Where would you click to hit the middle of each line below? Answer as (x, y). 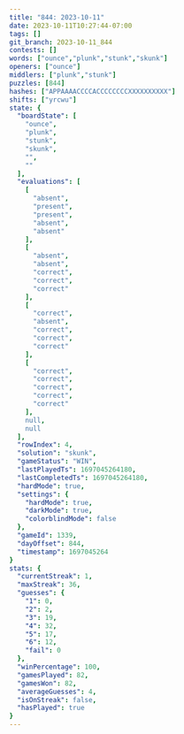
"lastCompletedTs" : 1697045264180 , (83, 478)
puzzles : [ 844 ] (37, 83)
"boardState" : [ (47, 116)
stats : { (25, 568)
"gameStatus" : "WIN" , (57, 462)
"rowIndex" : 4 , (45, 445)
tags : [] (25, 34)
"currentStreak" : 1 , (55, 577)
